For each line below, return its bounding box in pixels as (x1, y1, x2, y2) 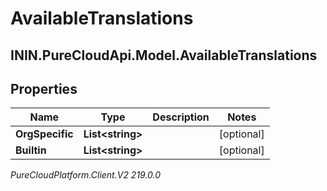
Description (152, 110, 210, 124)
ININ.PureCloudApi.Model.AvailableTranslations (10, 47, 318, 64)
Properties (10, 80, 78, 97)
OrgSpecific (15, 127, 74, 141)
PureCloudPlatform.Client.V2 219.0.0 (10, 169, 162, 181)
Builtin (15, 143, 47, 157)
